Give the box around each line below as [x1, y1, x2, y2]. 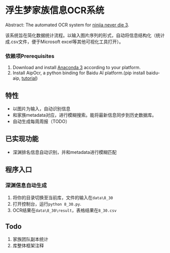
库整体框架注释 [12, 242, 44, 249]
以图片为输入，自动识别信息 [12, 106, 71, 112]
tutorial [21, 75, 36, 81]
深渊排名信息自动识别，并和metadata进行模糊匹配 [12, 149, 117, 155]
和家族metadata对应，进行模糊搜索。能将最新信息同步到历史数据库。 [12, 112, 157, 118]
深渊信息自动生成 [5, 182, 47, 189]
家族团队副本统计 [12, 236, 49, 242]
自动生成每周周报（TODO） [12, 118, 70, 124]
